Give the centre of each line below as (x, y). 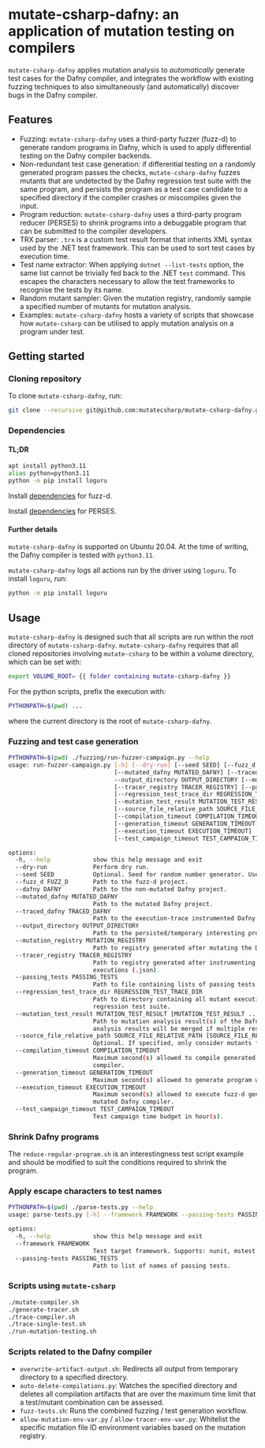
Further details (33, 529)
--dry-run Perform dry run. (82, 868)
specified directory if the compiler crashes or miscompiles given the (131, 197)
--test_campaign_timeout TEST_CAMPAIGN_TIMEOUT (95, 1110)
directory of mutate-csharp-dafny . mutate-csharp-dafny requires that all (123, 645)
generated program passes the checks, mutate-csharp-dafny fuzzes (130, 172)
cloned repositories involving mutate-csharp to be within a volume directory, (131, 653)
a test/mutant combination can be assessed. (91, 1402)
